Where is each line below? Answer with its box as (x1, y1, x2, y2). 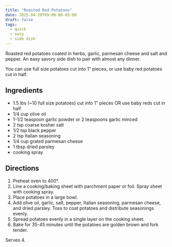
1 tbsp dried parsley (12, 144, 55, 150)
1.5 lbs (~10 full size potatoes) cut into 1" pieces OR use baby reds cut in (12, 100, 165, 106)
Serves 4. (5, 237, 26, 243)
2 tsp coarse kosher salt (12, 121, 64, 128)
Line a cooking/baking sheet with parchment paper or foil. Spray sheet (12, 183, 162, 189)
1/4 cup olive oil (12, 111, 46, 117)
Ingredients (5, 86, 43, 95)
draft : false (5, 17, 33, 22)
